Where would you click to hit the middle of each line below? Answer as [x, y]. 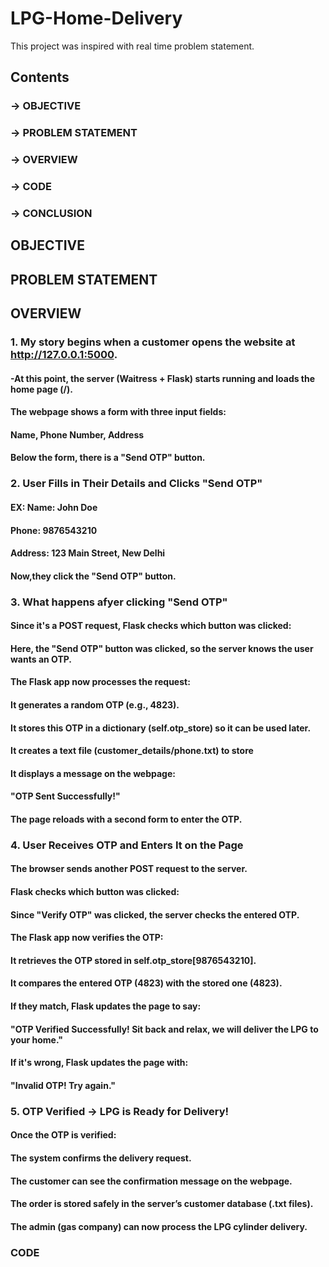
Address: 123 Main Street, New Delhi [88, 553]
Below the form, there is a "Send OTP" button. [108, 458]
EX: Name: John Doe [54, 507]
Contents [40, 77]
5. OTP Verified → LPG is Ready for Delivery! [120, 1111]
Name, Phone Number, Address [77, 434]
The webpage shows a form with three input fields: [118, 412]
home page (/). [41, 389]
